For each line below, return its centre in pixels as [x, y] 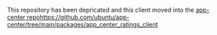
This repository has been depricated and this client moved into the [101, 10]
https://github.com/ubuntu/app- [85, 17]
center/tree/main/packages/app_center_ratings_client [83, 24]
